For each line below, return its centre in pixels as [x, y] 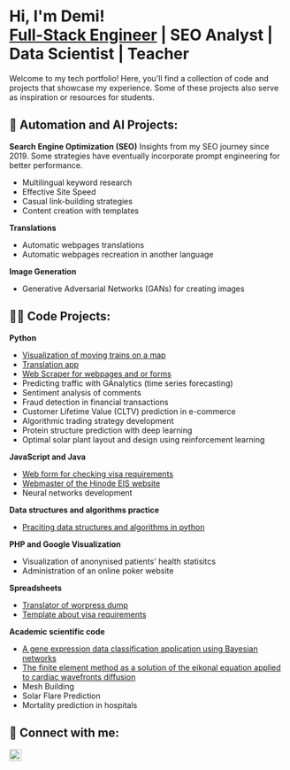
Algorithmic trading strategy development [98, 420]
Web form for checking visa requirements [98, 474]
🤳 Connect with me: [64, 732]
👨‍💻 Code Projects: [60, 316]
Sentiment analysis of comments [81, 392]
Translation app [50, 364]
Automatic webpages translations [83, 244]
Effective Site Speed [59, 191]
